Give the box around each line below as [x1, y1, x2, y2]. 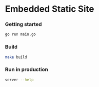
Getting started [5, 21, 42, 28]
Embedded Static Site [5, 3, 94, 15]
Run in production [5, 66, 48, 73]
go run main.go [5, 32, 36, 37]
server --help [5, 77, 34, 82]
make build [5, 55, 27, 60]
